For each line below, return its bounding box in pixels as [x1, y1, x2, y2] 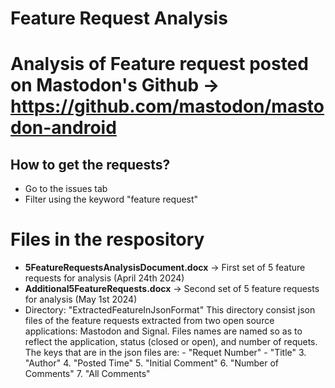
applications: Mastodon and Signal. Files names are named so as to [24, 325, 303, 337]
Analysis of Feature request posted [10, 53, 309, 76]
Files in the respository [10, 228, 205, 251]
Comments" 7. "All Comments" [24, 368, 151, 380]
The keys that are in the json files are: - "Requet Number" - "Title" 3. [24, 347, 307, 359]
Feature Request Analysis [10, 7, 228, 30]
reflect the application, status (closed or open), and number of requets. [24, 336, 318, 348]
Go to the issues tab [24, 183, 108, 195]
